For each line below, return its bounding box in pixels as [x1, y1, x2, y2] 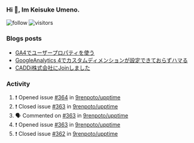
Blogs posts [6, 35, 42, 43]
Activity [6, 79, 30, 88]
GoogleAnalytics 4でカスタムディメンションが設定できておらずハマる [15, 56, 188, 64]
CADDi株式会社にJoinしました [15, 64, 91, 71]
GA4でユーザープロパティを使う [15, 48, 95, 56]
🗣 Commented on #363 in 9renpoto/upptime [15, 111, 129, 119]
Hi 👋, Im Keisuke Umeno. [6, 5, 80, 14]
